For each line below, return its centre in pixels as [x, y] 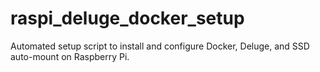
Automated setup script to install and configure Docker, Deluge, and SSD [160, 46]
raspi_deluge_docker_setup [127, 18]
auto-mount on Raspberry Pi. [70, 56]
